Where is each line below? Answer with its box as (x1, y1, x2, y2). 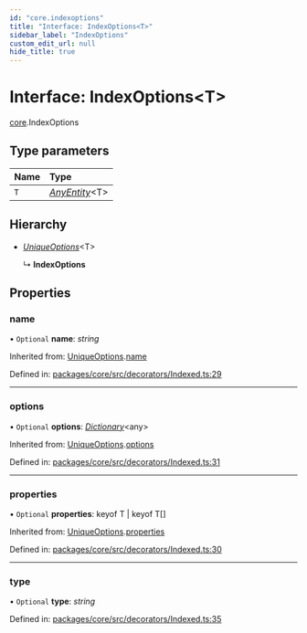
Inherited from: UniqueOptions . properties (9, 526, 165, 537)
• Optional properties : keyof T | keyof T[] (9, 508, 166, 519)
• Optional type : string (9, 596, 96, 607)
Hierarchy (9, 216, 68, 233)
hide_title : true (9, 47, 76, 57)
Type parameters (9, 143, 110, 159)
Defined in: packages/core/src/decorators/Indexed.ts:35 (9, 614, 222, 625)
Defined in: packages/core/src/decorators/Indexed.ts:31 (9, 456, 221, 467)
